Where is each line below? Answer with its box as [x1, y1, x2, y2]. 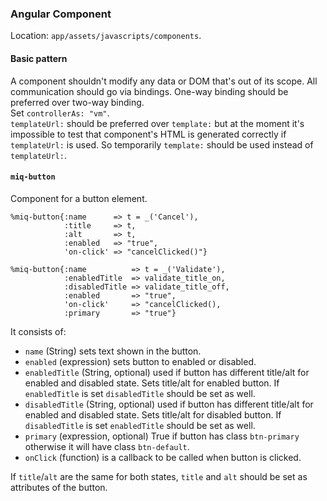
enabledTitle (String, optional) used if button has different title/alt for [24, 366, 310, 378]
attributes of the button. [10, 481, 108, 493]
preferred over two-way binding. [10, 96, 145, 108]
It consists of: [10, 325, 67, 337]
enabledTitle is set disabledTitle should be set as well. [24, 387, 256, 399]
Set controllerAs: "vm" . [10, 107, 110, 119]
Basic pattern [10, 52, 68, 64]
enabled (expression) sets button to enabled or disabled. [24, 355, 257, 367]
